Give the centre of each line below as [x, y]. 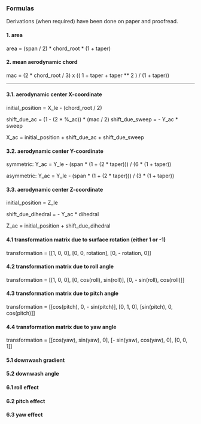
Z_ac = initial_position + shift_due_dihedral [58, 226]
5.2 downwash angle [33, 374]
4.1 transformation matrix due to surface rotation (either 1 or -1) [86, 239]
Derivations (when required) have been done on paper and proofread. [92, 21]
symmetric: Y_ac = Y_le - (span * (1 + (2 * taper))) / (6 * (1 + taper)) [89, 164]
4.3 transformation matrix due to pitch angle [62, 293]
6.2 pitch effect [26, 401]
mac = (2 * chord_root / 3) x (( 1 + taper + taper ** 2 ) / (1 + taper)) [88, 75]
